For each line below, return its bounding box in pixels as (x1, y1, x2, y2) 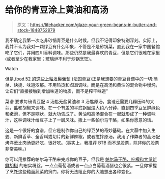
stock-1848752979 (17, 27, 55, 33)
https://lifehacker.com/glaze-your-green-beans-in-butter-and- (30, 22, 157, 28)
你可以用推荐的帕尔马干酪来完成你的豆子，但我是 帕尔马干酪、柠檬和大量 (5, 156, 153, 162)
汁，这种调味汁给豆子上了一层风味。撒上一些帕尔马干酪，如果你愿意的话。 (5, 117, 156, 123)
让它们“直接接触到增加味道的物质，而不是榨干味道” (5, 88, 108, 94)
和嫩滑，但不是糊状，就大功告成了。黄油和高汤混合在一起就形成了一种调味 (5, 111, 156, 117)
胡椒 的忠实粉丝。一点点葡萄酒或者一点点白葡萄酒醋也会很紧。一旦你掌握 (9, 162, 157, 168)
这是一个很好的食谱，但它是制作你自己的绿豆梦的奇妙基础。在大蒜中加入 (5, 127, 151, 133)
